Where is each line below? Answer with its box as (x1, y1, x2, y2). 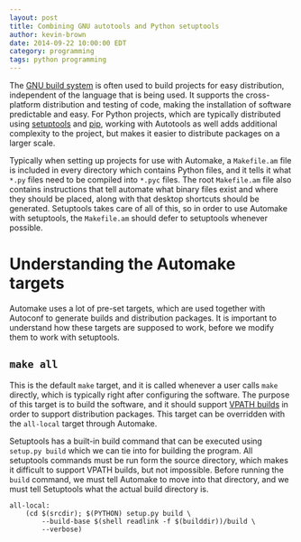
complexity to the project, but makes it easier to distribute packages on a (9, 128, 281, 138)
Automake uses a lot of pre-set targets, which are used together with (9, 303, 266, 313)
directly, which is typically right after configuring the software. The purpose (9, 389, 290, 400)
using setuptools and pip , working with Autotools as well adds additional (9, 118, 278, 129)
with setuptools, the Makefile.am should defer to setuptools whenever (9, 213, 269, 223)
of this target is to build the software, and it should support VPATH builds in (9, 398, 288, 409)
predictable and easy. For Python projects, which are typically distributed (9, 109, 281, 119)
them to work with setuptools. (9, 332, 120, 342)
